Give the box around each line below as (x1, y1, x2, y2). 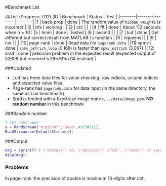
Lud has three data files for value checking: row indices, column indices (12, 75, 159, 80)
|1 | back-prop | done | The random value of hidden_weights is (35, 19, 161, 25)
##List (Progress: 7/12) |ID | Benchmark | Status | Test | (5, 14, 118, 19)
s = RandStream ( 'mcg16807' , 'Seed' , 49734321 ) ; (5, 124, 100, 130)
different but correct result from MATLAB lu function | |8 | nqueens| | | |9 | (5, 35, 157, 40)
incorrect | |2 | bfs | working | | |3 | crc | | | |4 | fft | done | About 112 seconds (5, 24, 161, 30)
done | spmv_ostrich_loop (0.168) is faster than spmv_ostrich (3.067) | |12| (5, 45, 155, 51)
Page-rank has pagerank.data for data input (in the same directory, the (12, 85, 156, 91)
